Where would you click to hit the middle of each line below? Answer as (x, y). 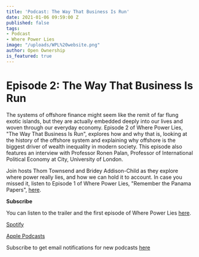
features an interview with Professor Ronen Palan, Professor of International (99, 153)
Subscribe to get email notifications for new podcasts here (78, 247)
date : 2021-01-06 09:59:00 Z (42, 17)
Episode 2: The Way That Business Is (99, 86)
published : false (28, 23)
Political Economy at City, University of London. (65, 159)
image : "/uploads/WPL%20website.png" (53, 45)
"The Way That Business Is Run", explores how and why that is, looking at (97, 134)
